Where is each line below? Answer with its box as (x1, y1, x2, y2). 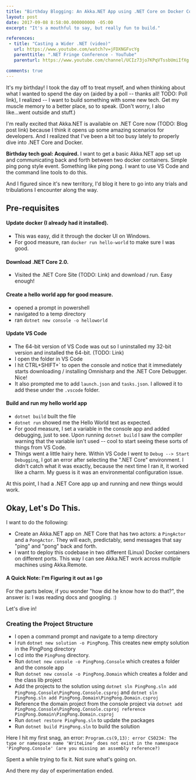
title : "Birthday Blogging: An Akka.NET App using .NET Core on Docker (6, 8, 184, 15)
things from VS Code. (14, 444, 67, 451)
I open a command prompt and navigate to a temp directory (14, 633, 158, 640)
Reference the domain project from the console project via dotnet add (14, 700, 183, 707)
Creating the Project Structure (6, 620, 93, 628)
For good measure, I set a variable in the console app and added (14, 425, 170, 432)
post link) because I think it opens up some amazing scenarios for (6, 126, 164, 133)
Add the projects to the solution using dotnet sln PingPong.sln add (14, 683, 177, 690)
